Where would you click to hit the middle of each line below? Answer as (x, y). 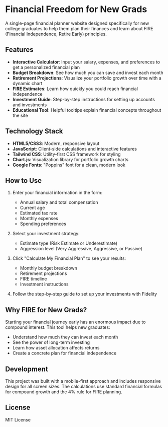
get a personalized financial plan (46, 67)
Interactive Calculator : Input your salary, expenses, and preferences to (86, 62)
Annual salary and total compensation (59, 202)
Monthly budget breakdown (49, 268)
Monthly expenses (39, 219)
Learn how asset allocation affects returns (56, 348)
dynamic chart (27, 83)
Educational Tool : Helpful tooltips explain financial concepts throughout (87, 110)
